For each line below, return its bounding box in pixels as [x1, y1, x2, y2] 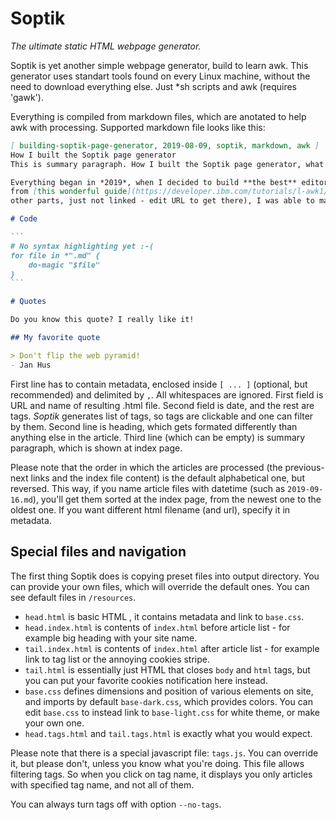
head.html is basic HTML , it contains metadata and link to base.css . [24, 610, 305, 622]
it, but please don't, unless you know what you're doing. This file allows [10, 757, 305, 769]
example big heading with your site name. [24, 632, 198, 644]
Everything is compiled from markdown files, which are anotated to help [10, 110, 307, 122]
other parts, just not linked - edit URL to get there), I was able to [10, 196, 315, 206]
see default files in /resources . [10, 591, 137, 603]
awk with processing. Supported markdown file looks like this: [10, 121, 266, 133]
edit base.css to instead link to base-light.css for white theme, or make [24, 706, 320, 718]
